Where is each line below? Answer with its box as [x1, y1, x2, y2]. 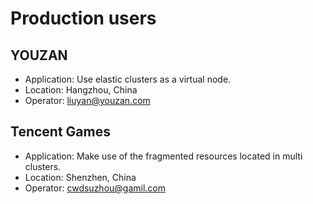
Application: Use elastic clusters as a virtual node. [24, 73, 232, 85]
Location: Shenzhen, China [24, 171, 137, 183]
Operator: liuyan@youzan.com [24, 95, 151, 106]
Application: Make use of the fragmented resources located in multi [24, 150, 303, 162]
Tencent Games [10, 123, 111, 141]
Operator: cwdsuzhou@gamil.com [24, 182, 167, 194]
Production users [10, 7, 157, 30]
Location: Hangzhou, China [24, 84, 138, 96]
